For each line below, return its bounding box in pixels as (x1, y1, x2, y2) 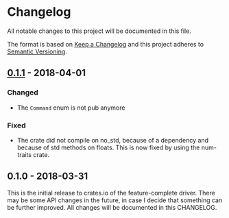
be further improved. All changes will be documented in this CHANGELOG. (7, 203, 217, 211)
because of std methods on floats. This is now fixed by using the (16, 143, 200, 152)
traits (16, 150, 32, 158)
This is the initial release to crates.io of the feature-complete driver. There (7, 189, 216, 197)
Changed (7, 88, 39, 97)
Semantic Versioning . (7, 47, 67, 56)
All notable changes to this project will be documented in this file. (7, 27, 192, 35)
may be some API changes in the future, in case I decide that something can (7, 196, 223, 204)
